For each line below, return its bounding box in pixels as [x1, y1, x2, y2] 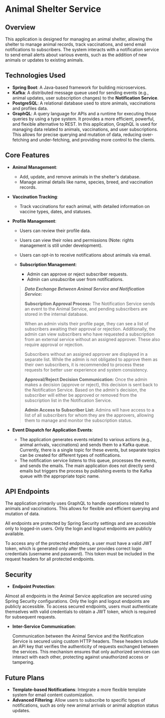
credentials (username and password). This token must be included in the [5, 551, 155, 557]
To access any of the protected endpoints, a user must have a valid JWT [5, 541, 152, 547]
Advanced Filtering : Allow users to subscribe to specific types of [12, 697, 145, 703]
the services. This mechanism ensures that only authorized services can [12, 649, 160, 655]
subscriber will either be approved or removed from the [24, 392, 137, 398]
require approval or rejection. [24, 342, 84, 347]
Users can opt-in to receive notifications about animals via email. [19, 252, 152, 258]
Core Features [5, 151, 50, 160]
